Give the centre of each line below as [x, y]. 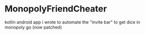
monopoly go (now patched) [33, 27]
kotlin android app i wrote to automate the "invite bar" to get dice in [72, 22]
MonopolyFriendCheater [56, 9]
